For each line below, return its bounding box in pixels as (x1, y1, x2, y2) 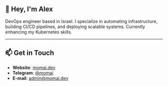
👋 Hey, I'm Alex (5, 5, 53, 13)
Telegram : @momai (12, 69, 53, 75)
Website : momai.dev (12, 64, 56, 70)
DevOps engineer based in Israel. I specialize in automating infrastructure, (5, 18, 158, 24)
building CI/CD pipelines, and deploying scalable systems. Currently (5, 23, 145, 29)
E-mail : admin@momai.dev (12, 75, 68, 81)
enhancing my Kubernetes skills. (5, 28, 72, 35)
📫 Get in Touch (5, 48, 54, 57)
